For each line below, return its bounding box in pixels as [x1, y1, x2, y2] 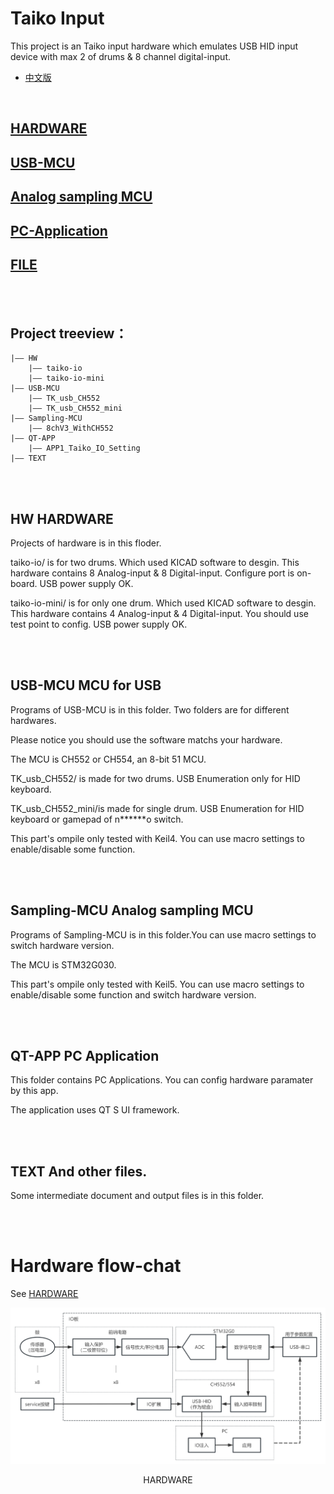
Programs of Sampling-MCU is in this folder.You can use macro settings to [10, 928, 317, 941]
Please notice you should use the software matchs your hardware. [10, 733, 283, 746]
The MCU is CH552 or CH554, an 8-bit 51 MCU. [10, 753, 207, 765]
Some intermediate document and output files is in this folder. [10, 1190, 265, 1202]
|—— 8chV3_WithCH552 [28, 423, 114, 434]
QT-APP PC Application [10, 1047, 160, 1064]
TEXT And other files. [10, 1163, 148, 1180]
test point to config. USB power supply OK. [10, 618, 188, 630]
